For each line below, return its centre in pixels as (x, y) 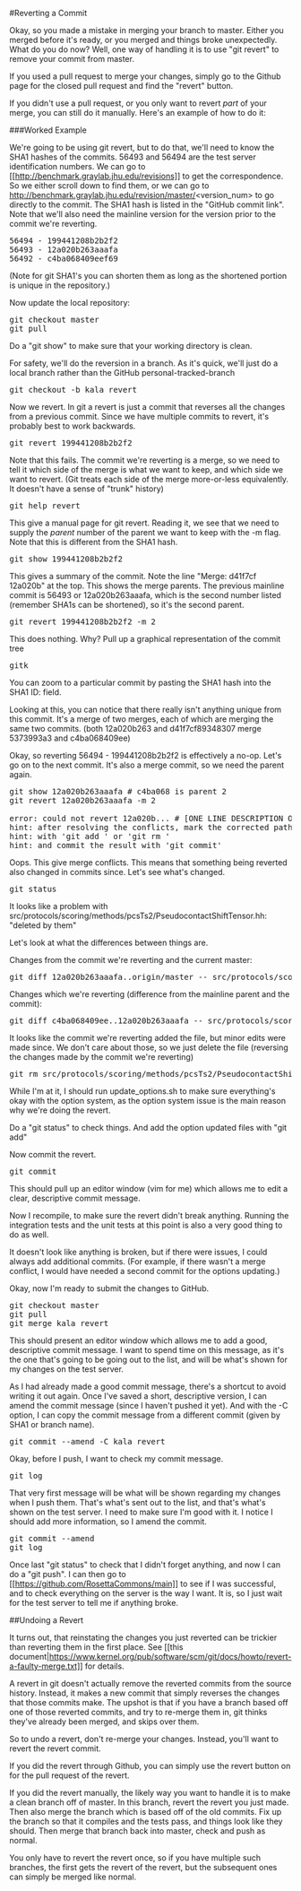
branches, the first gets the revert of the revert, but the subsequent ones (143, 1867)
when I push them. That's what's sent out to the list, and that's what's (138, 1502)
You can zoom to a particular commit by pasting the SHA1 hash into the (140, 682)
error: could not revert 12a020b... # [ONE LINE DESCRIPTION (146, 818)
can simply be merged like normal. (73, 1877)
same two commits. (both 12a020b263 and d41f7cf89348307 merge (135, 729)
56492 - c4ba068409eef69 (64, 259)
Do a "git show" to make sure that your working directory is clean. (131, 346)
